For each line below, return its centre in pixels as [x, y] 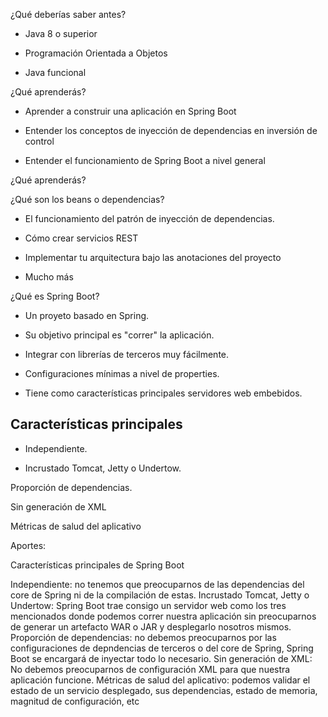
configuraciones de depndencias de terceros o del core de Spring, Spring [162, 648]
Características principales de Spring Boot [97, 565]
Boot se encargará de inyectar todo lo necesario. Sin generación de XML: [161, 658]
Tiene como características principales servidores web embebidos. [163, 393]
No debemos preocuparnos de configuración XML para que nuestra [150, 669]
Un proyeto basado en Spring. [87, 315]
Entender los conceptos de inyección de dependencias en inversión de [171, 130]
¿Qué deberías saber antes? [68, 14]
